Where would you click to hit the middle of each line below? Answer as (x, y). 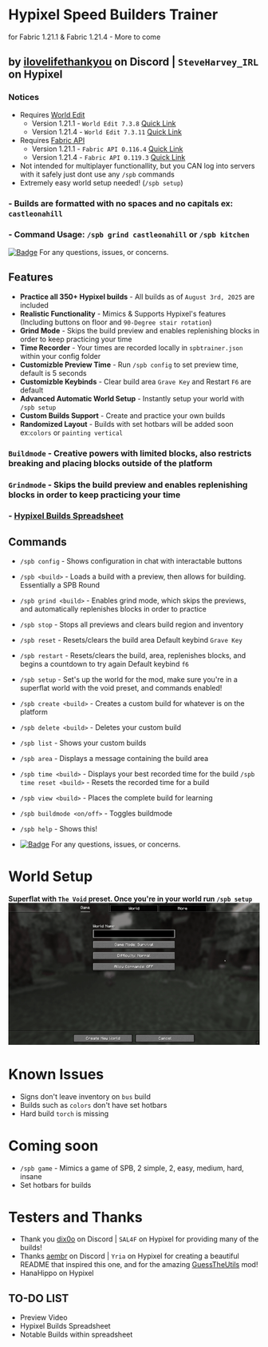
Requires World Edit (52, 114)
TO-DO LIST (39, 1298)
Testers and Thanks (75, 1217)
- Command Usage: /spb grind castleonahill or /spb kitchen (129, 235)
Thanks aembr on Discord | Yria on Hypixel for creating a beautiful (129, 1256)
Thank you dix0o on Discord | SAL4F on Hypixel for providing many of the (139, 1239)
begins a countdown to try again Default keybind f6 (104, 664)
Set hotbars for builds (55, 1185)
